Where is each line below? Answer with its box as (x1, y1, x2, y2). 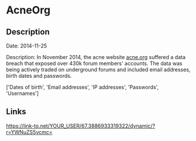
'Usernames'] (6, 90, 39, 97)
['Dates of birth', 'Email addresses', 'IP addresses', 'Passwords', (6, 84, 159, 91)
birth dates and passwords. (6, 73, 72, 79)
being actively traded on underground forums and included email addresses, (6, 66, 191, 73)
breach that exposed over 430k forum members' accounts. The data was (6, 60, 183, 67)
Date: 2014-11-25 (6, 42, 47, 49)
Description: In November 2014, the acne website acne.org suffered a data (6, 54, 186, 60)
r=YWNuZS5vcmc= (6, 128, 53, 135)
